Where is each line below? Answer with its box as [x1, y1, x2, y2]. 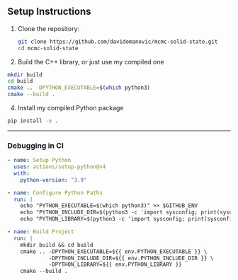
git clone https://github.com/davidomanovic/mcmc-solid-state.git [17, 38, 218, 45]
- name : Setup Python [7, 157, 72, 164]
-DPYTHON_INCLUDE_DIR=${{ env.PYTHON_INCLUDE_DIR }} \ [48, 255, 214, 262]
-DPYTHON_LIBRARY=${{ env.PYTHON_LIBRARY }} [48, 261, 182, 268]
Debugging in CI [7, 141, 64, 151]
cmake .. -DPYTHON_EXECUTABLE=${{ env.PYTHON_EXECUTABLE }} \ [20, 247, 208, 255]
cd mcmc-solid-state [17, 45, 79, 52]
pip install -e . [7, 117, 59, 124]
